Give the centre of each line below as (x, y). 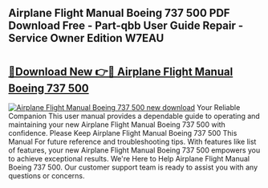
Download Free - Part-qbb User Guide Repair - (126, 26)
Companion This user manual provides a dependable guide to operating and (134, 116)
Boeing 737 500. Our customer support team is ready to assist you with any (133, 167)
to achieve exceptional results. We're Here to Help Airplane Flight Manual (129, 159)
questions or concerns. (47, 176)
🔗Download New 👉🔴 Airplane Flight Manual (121, 72)
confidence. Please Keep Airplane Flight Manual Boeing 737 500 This (123, 133)
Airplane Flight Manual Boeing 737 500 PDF (119, 13)
